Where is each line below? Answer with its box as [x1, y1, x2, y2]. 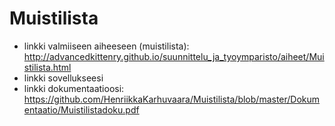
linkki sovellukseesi [23, 72, 104, 84]
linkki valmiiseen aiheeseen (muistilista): [23, 40, 190, 52]
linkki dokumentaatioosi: [23, 82, 125, 94]
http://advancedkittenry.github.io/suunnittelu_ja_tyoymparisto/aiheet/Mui [23, 50, 325, 62]
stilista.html [23, 61, 72, 73]
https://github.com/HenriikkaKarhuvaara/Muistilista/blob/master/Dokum [23, 93, 321, 105]
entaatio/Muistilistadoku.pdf [23, 103, 140, 116]
